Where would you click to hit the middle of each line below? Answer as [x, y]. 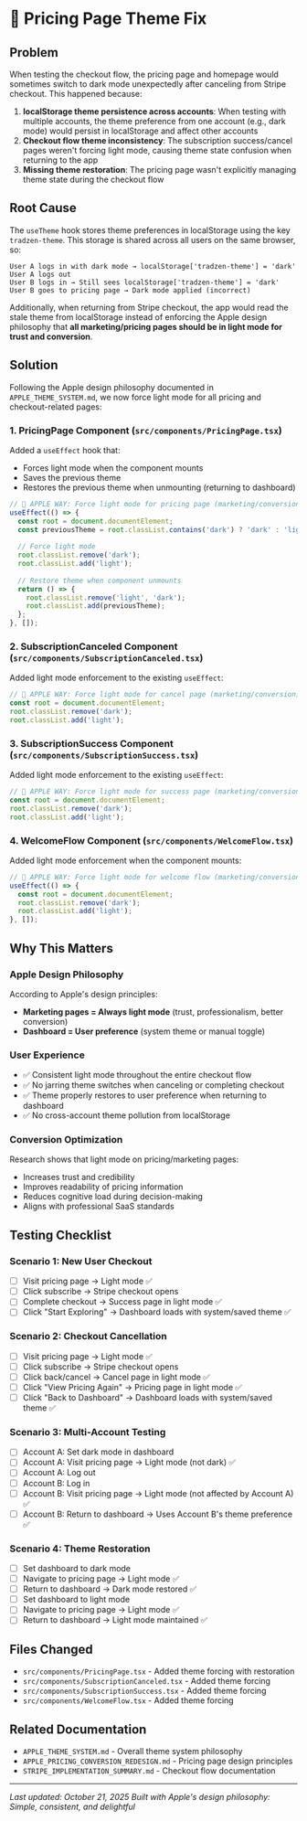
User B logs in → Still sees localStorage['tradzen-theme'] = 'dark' [145, 282]
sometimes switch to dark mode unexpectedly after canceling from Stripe [148, 84]
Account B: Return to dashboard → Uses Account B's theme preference [158, 1514]
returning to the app [60, 160]
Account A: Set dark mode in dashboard [98, 1452]
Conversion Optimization [66, 1140]
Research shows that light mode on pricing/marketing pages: [124, 1159]
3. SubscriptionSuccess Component [91, 743]
